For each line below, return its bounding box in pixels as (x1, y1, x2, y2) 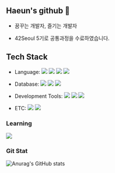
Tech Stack (6, 52, 48, 62)
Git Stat (6, 147, 28, 155)
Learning (6, 119, 32, 127)
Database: (14, 80, 40, 87)
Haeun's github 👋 (6, 6, 70, 16)
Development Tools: (14, 92, 63, 100)
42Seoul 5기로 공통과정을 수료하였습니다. (14, 35, 110, 42)
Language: (14, 68, 41, 75)
